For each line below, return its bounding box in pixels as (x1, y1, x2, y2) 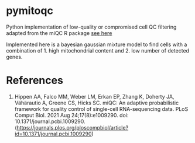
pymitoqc (6, 4, 54, 18)
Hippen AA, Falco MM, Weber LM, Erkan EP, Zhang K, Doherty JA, (14, 93, 175, 100)
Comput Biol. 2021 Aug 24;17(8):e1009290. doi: (14, 111, 129, 118)
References (6, 74, 63, 87)
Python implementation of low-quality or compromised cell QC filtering (6, 23, 177, 30)
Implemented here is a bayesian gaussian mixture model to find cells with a (6, 41, 187, 48)
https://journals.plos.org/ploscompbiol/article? (16, 124, 129, 131)
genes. (6, 53, 23, 60)
